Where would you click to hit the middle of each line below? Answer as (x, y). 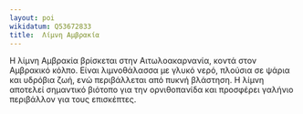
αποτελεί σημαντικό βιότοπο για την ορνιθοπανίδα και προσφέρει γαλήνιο (151, 90)
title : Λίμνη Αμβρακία (55, 35)
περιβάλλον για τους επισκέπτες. (73, 99)
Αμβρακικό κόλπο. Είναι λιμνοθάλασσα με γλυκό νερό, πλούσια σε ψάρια (150, 70)
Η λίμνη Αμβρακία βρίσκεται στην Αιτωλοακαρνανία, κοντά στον (133, 61)
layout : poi (32, 18)
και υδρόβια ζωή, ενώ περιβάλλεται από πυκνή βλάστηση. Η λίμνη (137, 80)
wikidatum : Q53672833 (51, 26)
